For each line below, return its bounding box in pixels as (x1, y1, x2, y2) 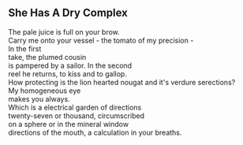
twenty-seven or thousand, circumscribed (8, 110, 144, 121)
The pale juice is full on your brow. (8, 27, 120, 36)
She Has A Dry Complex (8, 6, 129, 20)
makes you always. (8, 94, 70, 103)
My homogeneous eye (8, 86, 81, 95)
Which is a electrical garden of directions (8, 102, 142, 112)
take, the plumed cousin (8, 52, 87, 61)
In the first (8, 43, 42, 54)
